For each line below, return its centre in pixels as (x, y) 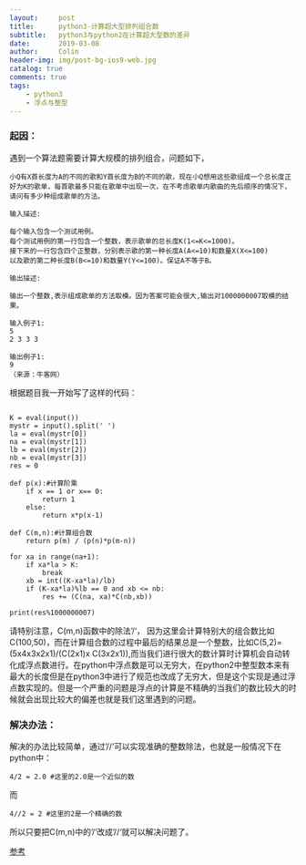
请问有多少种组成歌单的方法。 (57, 196)
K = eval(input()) (44, 417)
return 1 (59, 499)
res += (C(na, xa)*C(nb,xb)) (97, 597)
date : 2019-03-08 (55, 43)
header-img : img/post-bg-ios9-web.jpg (83, 60)
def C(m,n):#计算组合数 (51, 533)
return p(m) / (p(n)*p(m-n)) (81, 541)
